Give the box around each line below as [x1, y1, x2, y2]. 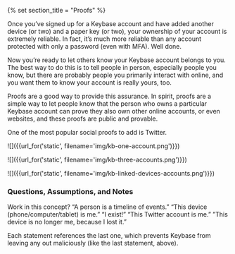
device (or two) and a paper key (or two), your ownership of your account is [7, 28, 227, 35]
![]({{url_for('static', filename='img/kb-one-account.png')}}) [7, 142, 180, 150]
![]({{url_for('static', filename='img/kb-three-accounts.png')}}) [7, 155, 188, 164]
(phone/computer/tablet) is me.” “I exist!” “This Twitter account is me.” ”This [7, 210, 229, 219]
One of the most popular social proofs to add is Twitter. [7, 128, 167, 136]
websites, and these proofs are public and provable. [7, 114, 158, 123]
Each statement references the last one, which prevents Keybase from [7, 231, 211, 240]
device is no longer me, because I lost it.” [7, 218, 127, 226]
